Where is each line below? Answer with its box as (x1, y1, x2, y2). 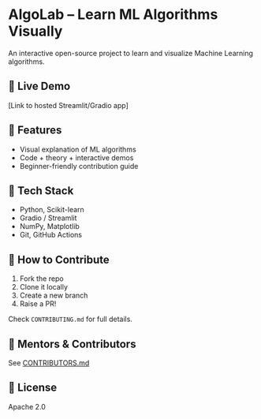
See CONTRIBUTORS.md (8, 358, 90, 368)
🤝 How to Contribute (8, 253, 110, 266)
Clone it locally (19, 282, 69, 292)
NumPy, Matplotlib (19, 222, 80, 231)
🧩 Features (8, 124, 62, 137)
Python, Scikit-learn (19, 205, 84, 215)
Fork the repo (19, 274, 65, 283)
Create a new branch (19, 290, 88, 301)
